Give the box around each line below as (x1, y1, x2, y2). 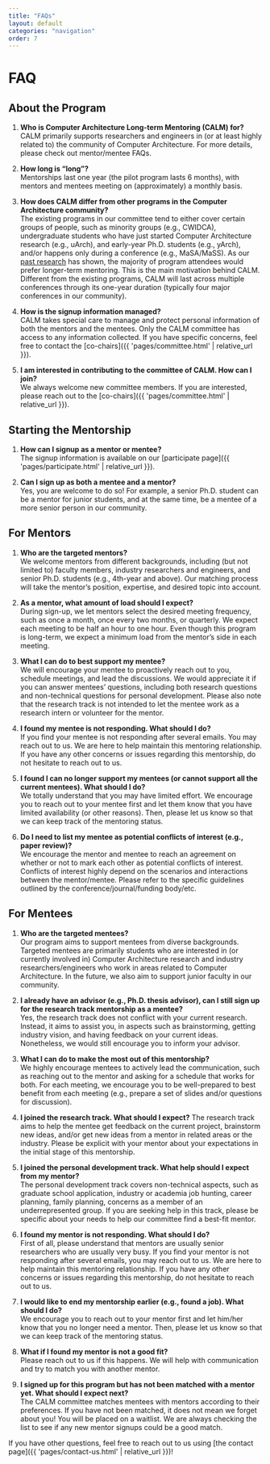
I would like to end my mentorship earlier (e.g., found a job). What (19, 1297, 244, 1307)
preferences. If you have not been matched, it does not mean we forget (19, 1405, 258, 1415)
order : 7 (8, 34, 38, 43)
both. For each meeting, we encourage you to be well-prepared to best (19, 1080, 256, 1089)
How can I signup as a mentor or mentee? (19, 445, 162, 455)
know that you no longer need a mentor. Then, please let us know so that (19, 1322, 263, 1332)
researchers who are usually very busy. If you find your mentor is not (19, 1247, 250, 1256)
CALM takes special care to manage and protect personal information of (19, 316, 260, 325)
